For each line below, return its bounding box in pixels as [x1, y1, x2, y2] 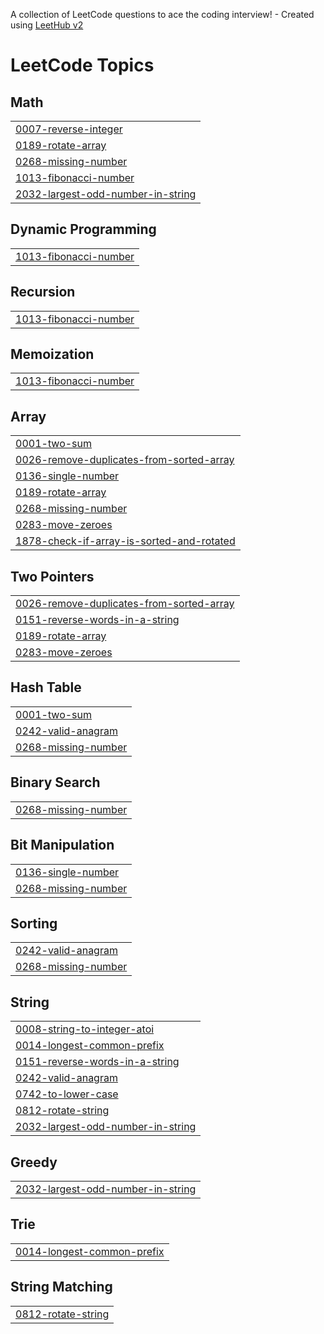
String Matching [10, 1279, 113, 1296]
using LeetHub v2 [10, 19, 84, 31]
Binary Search [10, 774, 101, 791]
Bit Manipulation [10, 837, 115, 854]
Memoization [10, 346, 95, 363]
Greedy [10, 1154, 58, 1171]
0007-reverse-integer [15, 122, 123, 136]
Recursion [10, 284, 76, 301]
